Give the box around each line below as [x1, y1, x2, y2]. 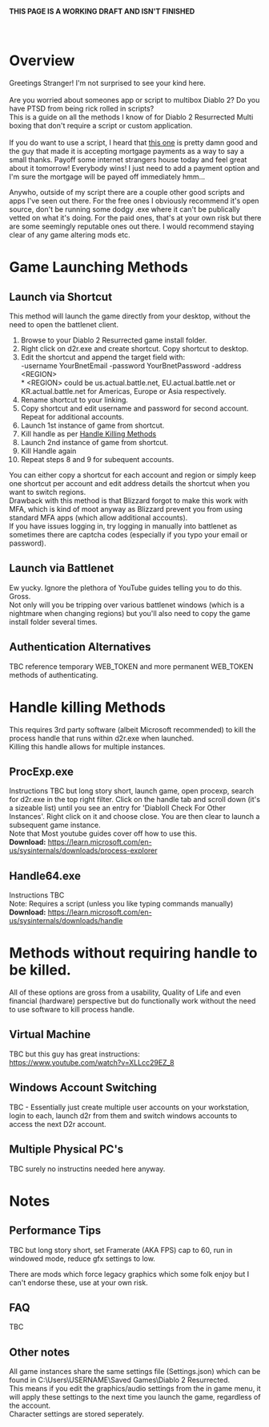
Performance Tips [9, 1224, 102, 1238]
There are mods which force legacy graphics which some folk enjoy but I [9, 1269, 250, 1279]
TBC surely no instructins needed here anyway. [9, 1164, 166, 1174]
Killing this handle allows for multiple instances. [9, 741, 166, 752]
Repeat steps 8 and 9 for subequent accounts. [20, 454, 175, 464]
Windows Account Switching [9, 1081, 157, 1095]
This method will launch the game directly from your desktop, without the [9, 311, 251, 321]
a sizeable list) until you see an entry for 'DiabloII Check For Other [9, 803, 227, 813]
